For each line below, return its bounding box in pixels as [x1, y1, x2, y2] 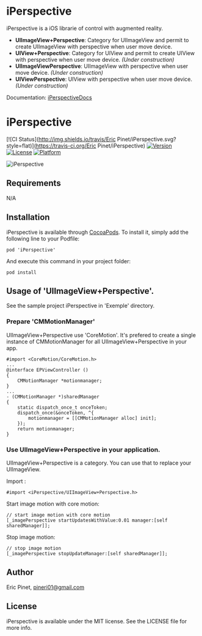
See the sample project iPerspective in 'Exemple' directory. [6, 302, 155, 310]
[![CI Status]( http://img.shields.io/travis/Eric [6, 135, 116, 143]
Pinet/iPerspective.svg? [117, 135, 177, 143]
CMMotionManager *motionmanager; [17, 378, 103, 384]
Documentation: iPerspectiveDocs [6, 94, 93, 101]
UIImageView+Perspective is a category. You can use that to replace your [6, 459, 192, 466]
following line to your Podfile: [6, 234, 80, 242]
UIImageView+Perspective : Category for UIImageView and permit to [15, 36, 189, 43]
